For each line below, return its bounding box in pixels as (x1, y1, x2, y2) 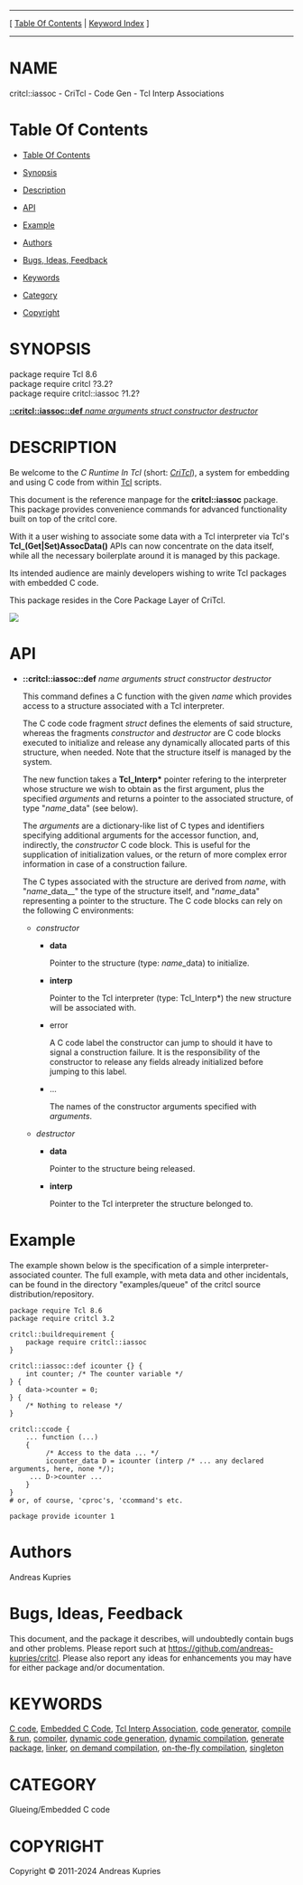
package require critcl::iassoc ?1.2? (9, 388, 141, 399)
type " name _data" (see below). (22, 802, 139, 814)
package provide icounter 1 (9, 1512, 115, 1521)
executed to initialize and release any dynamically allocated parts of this (22, 737, 290, 748)
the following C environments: (22, 905, 134, 916)
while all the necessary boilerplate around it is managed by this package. (9, 550, 280, 561)
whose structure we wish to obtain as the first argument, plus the (22, 783, 265, 794)
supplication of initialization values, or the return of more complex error (22, 849, 288, 860)
